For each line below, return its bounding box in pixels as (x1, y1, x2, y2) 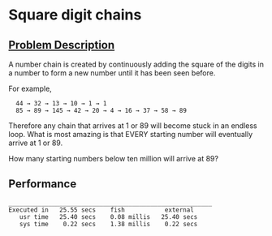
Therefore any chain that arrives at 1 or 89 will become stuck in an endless (8, 121, 257, 131)
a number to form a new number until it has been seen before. (8, 68, 216, 78)
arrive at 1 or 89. (8, 138, 63, 148)
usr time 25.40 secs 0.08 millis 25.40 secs (19, 212, 198, 221)
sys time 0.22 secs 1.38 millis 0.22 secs (19, 220, 198, 228)
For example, (8, 84, 53, 93)
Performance (8, 177, 77, 191)
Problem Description (8, 38, 115, 52)
